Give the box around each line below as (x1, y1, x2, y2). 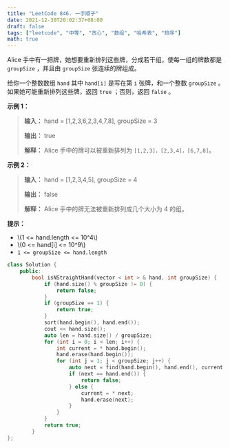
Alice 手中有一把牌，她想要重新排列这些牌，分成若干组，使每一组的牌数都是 (7, 56, 222, 64)
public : (19, 268, 41, 275)
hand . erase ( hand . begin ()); (56, 351, 134, 358)
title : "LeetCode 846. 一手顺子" (7, 10, 99, 17)
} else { (68, 383, 94, 390)
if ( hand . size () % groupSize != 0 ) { (43, 280, 153, 287)
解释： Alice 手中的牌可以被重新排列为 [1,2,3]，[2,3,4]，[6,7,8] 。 (23, 146, 216, 155)
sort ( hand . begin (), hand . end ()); (43, 319, 140, 326)
